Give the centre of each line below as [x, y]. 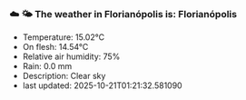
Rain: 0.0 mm [47, 66]
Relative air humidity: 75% [71, 56]
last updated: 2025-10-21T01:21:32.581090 [103, 85]
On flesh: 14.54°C [55, 47]
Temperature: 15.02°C [64, 37]
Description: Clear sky [64, 76]
